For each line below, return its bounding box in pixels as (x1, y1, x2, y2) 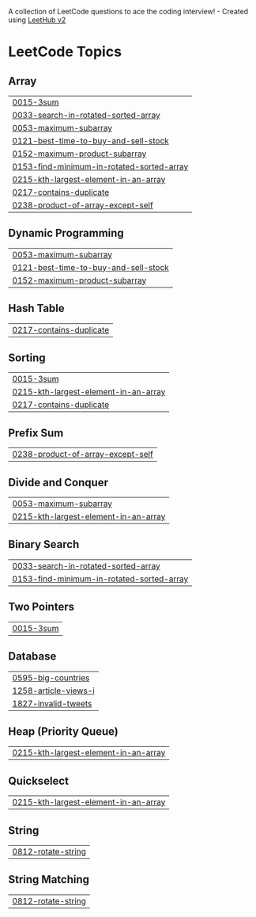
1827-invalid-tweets (12, 698, 92, 709)
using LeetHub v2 (8, 15, 66, 25)
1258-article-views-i (12, 685, 95, 696)
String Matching (8, 873, 89, 886)
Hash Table (8, 302, 65, 315)
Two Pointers (8, 600, 75, 614)
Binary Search (8, 538, 80, 551)
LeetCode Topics (8, 43, 122, 61)
